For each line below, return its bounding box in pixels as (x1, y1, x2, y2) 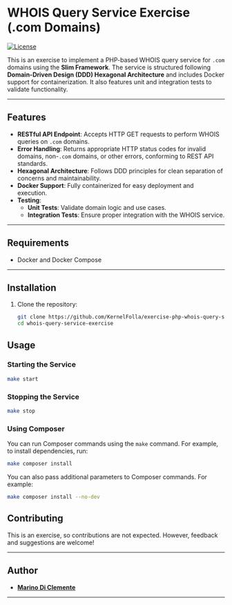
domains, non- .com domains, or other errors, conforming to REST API (17, 152, 214, 160)
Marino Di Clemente (17, 583, 76, 591)
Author (7, 565, 38, 577)
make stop (7, 407, 36, 414)
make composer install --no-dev (7, 494, 100, 501)
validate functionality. (7, 85, 68, 93)
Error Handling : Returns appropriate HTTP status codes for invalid (17, 144, 206, 153)
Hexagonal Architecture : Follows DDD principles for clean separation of (17, 166, 223, 175)
